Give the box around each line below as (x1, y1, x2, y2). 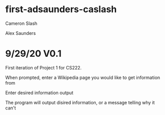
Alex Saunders (5, 30, 36, 36)
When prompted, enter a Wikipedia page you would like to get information (5, 74, 160, 81)
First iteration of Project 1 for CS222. (5, 64, 82, 70)
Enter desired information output (5, 90, 74, 96)
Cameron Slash (5, 20, 38, 26)
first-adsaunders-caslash (5, 4, 117, 15)
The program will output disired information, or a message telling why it (5, 99, 155, 105)
